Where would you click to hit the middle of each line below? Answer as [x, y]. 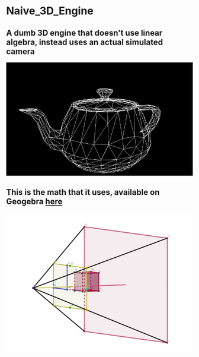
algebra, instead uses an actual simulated [85, 42]
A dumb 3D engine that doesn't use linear [84, 33]
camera [20, 51]
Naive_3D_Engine [50, 11]
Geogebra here [34, 202]
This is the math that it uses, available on [83, 192]
